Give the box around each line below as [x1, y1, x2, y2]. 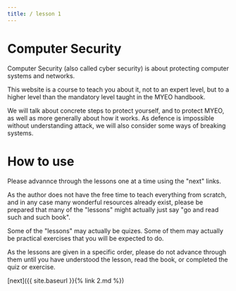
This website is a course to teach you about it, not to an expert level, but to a [7, 85, 230, 94]
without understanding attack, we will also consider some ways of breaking [7, 121, 226, 130]
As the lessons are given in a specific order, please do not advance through [7, 247, 227, 256]
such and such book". [7, 213, 70, 221]
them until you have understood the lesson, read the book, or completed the [7, 255, 228, 264]
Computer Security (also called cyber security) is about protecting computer [7, 64, 230, 73]
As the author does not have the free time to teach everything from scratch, [7, 190, 227, 199]
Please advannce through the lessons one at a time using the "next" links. [7, 177, 222, 185]
